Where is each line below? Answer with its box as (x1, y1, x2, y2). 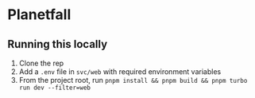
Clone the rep (18, 58, 64, 68)
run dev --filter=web (18, 84, 91, 92)
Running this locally (7, 37, 108, 51)
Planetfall (7, 6, 71, 24)
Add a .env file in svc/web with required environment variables (18, 67, 222, 76)
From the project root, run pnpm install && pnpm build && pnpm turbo (18, 76, 248, 84)
